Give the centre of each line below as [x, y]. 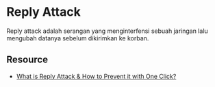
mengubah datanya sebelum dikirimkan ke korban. [78, 38]
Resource [27, 60]
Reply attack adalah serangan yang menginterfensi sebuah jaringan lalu [107, 31]
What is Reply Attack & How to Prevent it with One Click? [96, 76]
